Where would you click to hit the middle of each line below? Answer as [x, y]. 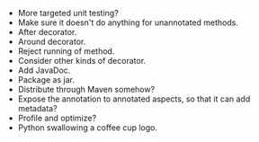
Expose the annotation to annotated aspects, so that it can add [134, 99]
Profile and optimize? [57, 118]
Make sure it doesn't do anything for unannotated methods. [128, 22]
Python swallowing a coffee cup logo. [87, 128]
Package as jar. [46, 80]
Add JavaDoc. [44, 70]
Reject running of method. [66, 51]
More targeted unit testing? [68, 13]
